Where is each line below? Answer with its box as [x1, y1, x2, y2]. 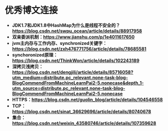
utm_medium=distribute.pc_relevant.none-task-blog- [12, 74, 128, 81]
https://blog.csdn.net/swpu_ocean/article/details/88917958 [12, 28, 142, 34]
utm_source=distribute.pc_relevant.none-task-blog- [12, 85, 126, 91]
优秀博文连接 [5, 5, 59, 16]
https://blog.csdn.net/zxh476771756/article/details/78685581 [12, 46, 147, 52]
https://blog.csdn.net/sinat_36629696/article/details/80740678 [12, 108, 151, 114]
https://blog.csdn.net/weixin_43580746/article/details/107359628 [12, 120, 156, 126]
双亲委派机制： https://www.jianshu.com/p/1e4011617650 [12, 34, 135, 40]
